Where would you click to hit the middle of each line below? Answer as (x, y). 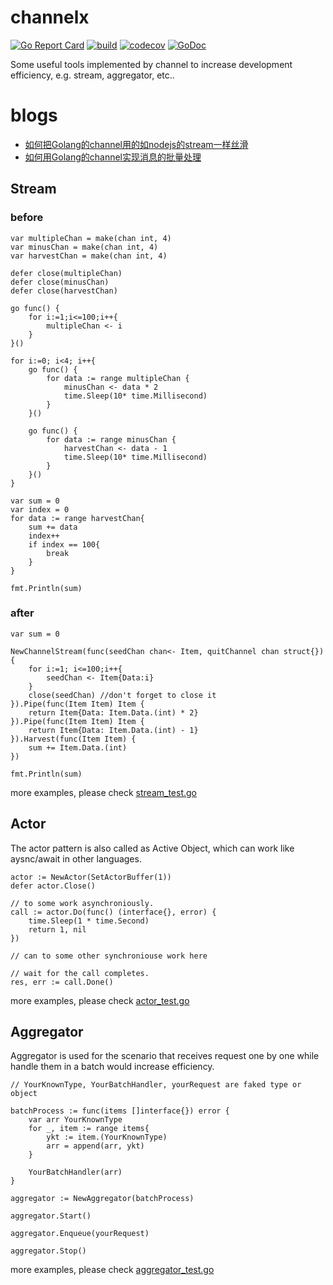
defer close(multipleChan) (66, 273)
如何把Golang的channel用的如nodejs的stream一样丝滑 (136, 144)
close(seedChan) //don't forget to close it (122, 695)
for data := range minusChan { (111, 439)
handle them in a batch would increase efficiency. (112, 1067)
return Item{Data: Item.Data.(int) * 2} (113, 712)
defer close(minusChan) (60, 282)
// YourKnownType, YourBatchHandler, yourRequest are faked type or (156, 1085)
